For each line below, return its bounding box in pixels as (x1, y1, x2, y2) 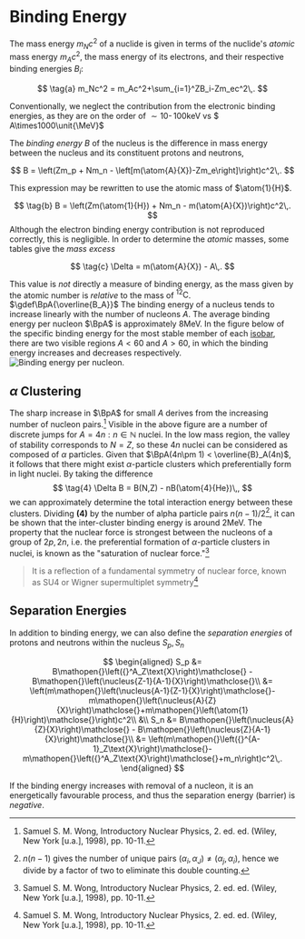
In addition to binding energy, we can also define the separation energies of (9, 627, 293, 638)
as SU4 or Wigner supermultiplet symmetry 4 (31, 575, 199, 587)
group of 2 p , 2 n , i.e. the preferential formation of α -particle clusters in (9, 536, 271, 547)
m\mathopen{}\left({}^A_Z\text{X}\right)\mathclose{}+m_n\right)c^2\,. (22, 753, 283, 764)
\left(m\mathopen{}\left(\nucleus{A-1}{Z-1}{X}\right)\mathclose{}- (29, 685, 276, 696)
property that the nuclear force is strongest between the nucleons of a (9, 527, 273, 538)
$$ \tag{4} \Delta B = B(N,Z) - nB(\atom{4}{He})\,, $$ (53, 482, 252, 493)
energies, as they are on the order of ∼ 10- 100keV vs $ (9, 110, 220, 121)
